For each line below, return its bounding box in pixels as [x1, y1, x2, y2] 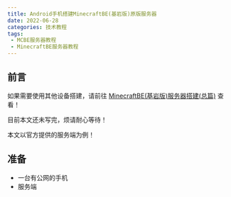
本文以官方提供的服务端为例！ [7, 130, 95, 139]
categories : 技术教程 [7, 23, 68, 30]
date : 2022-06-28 [7, 17, 59, 24]
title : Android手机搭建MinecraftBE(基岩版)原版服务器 [7, 10, 157, 18]
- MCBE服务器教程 [10, 37, 57, 44]
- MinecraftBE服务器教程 [10, 43, 79, 50]
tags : [7, 30, 23, 38]
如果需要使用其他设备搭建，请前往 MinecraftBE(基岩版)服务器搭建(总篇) [7, 91, 216, 100]
